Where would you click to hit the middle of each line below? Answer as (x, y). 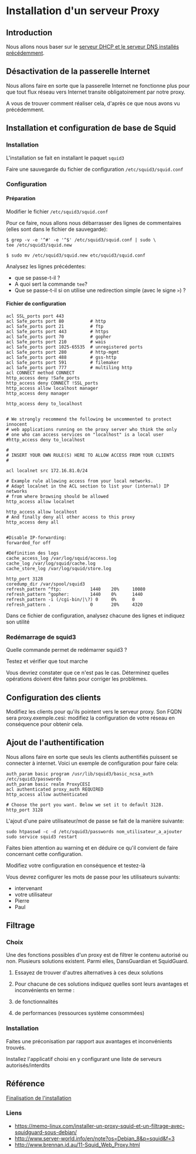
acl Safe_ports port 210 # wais (56, 342)
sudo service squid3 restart (42, 837)
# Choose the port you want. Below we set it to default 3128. (85, 805)
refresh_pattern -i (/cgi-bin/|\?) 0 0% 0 (70, 599)
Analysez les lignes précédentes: (46, 266)
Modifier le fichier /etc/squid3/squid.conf (57, 211)
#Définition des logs (33, 553)
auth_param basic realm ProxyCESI (48, 784)
